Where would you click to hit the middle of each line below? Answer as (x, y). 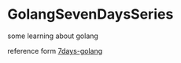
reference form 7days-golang (55, 51)
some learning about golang (53, 36)
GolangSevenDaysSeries (90, 14)
